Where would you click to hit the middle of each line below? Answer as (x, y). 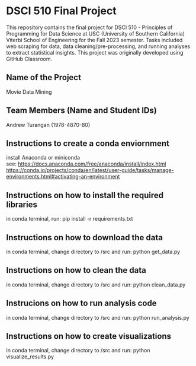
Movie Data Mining (29, 92)
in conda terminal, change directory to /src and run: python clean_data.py (96, 284)
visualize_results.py (30, 357)
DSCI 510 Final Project (61, 11)
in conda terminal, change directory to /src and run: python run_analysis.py (98, 317)
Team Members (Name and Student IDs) (81, 111)
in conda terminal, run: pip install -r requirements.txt (70, 219)
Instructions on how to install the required (85, 195)
